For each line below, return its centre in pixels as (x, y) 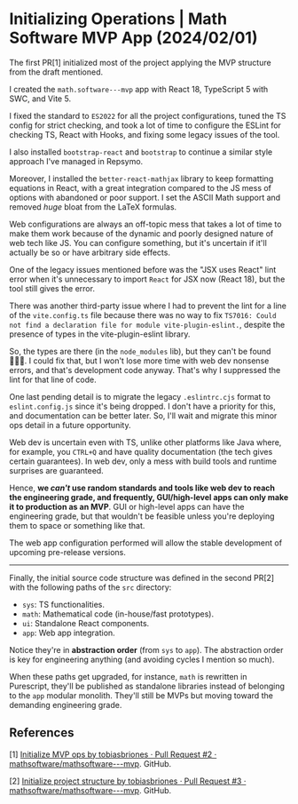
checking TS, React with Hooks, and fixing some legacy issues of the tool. (145, 134)
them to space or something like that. (77, 525)
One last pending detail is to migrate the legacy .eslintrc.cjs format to (140, 396)
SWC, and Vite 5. (40, 99)
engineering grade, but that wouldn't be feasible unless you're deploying (142, 516)
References (42, 733)
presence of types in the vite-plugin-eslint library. (100, 334)
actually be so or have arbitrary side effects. (90, 252)
